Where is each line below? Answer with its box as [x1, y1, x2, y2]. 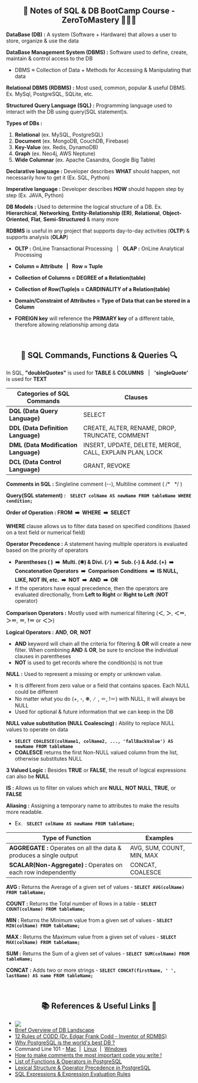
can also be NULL [6, 772, 49, 780]
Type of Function [42, 833, 91, 842]
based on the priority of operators [6, 547, 88, 554]
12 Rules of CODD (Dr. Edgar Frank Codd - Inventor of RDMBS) [14, 1033, 167, 1040]
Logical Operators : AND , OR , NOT [6, 628, 91, 636]
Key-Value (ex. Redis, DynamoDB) [14, 143, 98, 151]
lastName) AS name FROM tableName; [6, 972, 94, 979]
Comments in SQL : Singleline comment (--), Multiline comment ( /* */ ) [6, 480, 183, 487]
